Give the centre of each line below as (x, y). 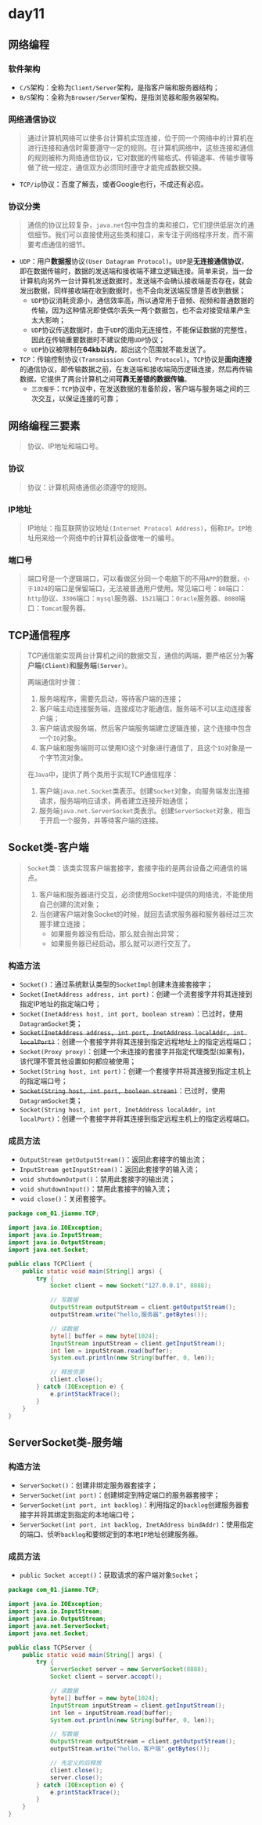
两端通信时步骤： (55, 682)
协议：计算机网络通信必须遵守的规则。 (89, 487)
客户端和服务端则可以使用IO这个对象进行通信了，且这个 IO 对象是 (142, 747)
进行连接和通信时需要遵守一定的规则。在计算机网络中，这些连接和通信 (140, 148)
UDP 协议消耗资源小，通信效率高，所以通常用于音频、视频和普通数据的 (143, 301)
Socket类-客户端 (48, 847)
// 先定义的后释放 (75, 1763)
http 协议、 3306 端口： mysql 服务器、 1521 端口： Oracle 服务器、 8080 (133, 598)
